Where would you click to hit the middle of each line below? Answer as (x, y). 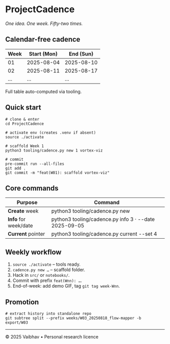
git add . (16, 168)
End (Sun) (81, 53)
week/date (20, 226)
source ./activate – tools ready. (47, 264)
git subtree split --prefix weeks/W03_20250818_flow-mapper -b (73, 318)
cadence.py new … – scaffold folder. (49, 270)
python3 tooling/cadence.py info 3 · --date (103, 219)
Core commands (32, 188)
